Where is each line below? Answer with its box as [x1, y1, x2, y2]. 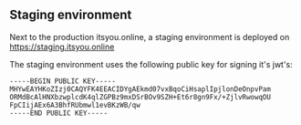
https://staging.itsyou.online [9, 41, 115, 52]
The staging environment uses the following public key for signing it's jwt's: [9, 58, 294, 69]
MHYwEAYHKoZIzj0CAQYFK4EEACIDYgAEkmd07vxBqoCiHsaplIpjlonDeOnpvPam [9, 84, 272, 94]
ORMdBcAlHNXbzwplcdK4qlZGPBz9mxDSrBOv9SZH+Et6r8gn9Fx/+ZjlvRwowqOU [9, 92, 272, 101]
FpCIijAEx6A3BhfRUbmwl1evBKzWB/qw [9, 100, 141, 109]
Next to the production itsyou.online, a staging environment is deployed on [9, 31, 290, 42]
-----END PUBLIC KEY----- [9, 109, 108, 118]
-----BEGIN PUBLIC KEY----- [9, 77, 117, 86]
